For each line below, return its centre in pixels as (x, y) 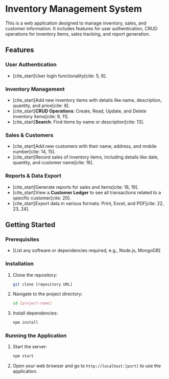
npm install (25, 323)
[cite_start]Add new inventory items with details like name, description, (87, 100)
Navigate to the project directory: (47, 294)
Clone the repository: (35, 275)
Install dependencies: (35, 313)
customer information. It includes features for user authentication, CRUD (81, 28)
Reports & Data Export (33, 176)
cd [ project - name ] (32, 303)
